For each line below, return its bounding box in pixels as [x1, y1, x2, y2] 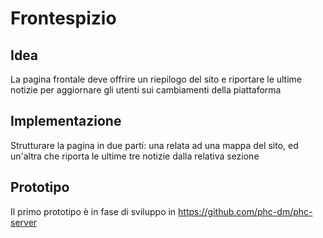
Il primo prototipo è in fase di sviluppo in [10, 205, 177, 217]
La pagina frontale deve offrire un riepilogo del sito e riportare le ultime [10, 73, 303, 85]
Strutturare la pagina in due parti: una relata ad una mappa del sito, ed [10, 139, 299, 151]
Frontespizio [10, 7, 117, 30]
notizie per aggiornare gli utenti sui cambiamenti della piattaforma [10, 84, 282, 96]
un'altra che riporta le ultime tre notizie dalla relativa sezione [10, 150, 260, 162]
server [10, 216, 38, 228]
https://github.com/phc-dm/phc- [178, 205, 313, 217]
